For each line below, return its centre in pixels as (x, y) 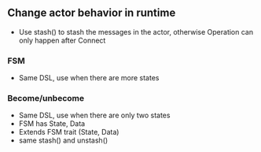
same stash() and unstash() (63, 140)
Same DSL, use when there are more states (89, 78)
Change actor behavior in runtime (92, 13)
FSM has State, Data (52, 124)
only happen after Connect (62, 40)
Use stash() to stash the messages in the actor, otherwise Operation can (136, 32)
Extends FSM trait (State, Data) (69, 132)
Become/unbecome (46, 98)
